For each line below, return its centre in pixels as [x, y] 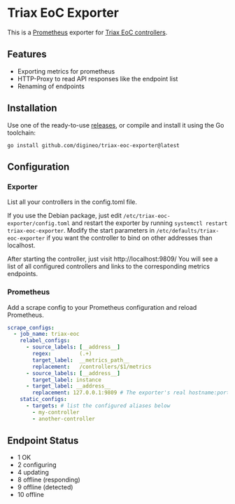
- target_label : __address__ [68, 386]
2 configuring [37, 465]
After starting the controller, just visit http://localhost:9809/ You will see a [113, 259]
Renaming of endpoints [51, 86]
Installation [32, 108]
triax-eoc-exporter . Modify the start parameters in [81, 231]
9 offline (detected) [45, 487]
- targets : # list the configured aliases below [98, 406]
